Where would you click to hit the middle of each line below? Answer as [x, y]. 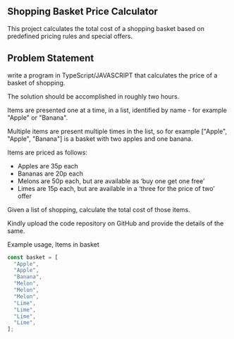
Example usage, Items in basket [54, 244]
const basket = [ [33, 257]
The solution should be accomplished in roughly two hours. [93, 96]
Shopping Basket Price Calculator [83, 12]
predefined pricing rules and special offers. [70, 36]
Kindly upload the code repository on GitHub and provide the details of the [116, 223]
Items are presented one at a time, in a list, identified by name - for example [117, 110]
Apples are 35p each [48, 166]
